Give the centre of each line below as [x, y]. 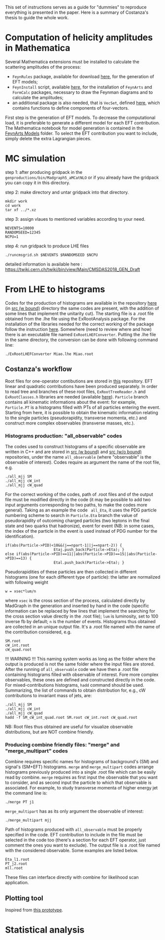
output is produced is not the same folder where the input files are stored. [80, 664]
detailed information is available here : [44, 264]
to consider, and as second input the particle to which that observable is [78, 783]
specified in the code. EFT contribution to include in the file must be [74, 835]
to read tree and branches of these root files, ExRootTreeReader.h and [76, 392]
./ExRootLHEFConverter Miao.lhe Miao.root [49, 354]
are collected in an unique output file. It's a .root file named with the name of [82, 627]
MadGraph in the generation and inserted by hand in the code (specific [77, 606]
